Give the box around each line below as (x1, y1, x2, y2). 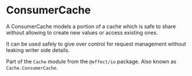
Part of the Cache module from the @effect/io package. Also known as (6, 58, 177, 65)
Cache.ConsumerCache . (6, 64, 58, 71)
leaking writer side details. (6, 46, 70, 53)
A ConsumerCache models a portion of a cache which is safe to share (6, 23, 176, 30)
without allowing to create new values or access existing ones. (6, 29, 158, 36)
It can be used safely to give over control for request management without (6, 40, 187, 47)
